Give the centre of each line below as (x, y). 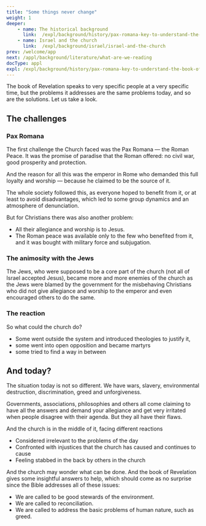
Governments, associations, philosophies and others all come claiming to (99, 404)
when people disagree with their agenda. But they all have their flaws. (94, 417)
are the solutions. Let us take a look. (52, 99)
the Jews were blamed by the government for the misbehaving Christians (99, 285)
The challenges (36, 118)
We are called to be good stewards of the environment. (85, 497)
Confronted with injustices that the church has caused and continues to (105, 447)
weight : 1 (19, 18)
